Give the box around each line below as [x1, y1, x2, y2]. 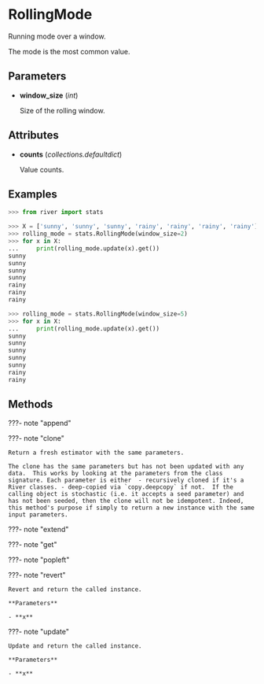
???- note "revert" [8, 571, 66, 580]
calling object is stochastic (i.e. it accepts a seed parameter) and [8, 490, 244, 498]
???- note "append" [8, 419, 72, 428]
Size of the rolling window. [19, 105, 105, 115]
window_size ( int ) [19, 91, 79, 100]
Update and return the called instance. [8, 642, 143, 650]
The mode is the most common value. [8, 46, 131, 56]
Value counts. [19, 165, 64, 174]
